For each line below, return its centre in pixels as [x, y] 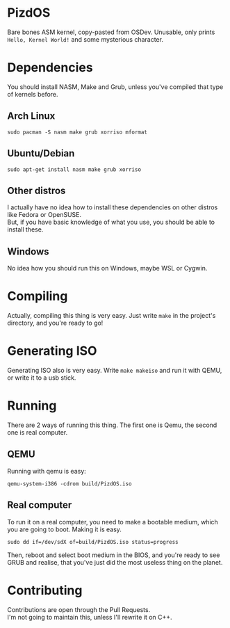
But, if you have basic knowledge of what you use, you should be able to [111, 222]
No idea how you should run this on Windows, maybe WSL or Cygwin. [107, 268]
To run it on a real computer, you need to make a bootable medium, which [113, 522]
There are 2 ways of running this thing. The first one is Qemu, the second [112, 425]
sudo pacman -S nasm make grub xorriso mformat [77, 132]
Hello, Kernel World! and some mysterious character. [85, 39]
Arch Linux [31, 116]
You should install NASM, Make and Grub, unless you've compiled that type [115, 87]
